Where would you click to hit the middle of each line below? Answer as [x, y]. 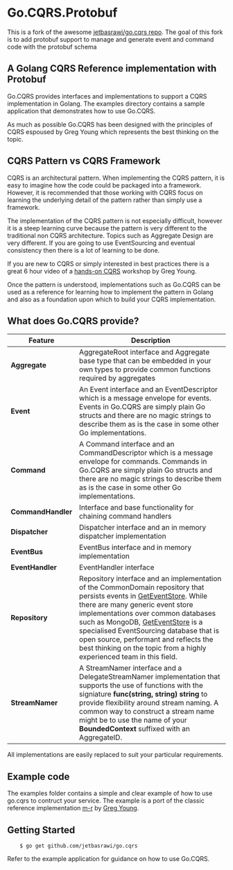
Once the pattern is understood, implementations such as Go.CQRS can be [114, 284]
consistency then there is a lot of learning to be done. [84, 250]
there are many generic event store [136, 605]
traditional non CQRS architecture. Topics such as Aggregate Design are [110, 235]
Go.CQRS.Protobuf [62, 13]
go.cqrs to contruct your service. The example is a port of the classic [106, 801]
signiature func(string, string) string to [143, 694]
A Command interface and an [127, 444]
